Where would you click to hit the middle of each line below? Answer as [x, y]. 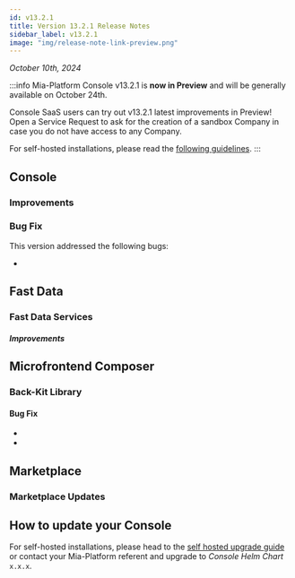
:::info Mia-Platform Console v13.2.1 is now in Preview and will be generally [148, 85]
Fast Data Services [51, 317]
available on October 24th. [58, 95]
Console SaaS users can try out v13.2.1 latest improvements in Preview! [140, 112]
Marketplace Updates [57, 496]
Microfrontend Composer [82, 367]
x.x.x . [21, 566]
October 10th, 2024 [45, 68]
